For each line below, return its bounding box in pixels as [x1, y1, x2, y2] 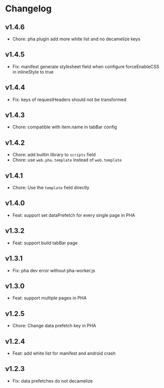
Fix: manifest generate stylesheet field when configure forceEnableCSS [12, 63, 160, 70]
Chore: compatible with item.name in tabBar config [12, 124, 117, 130]
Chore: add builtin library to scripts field [12, 152, 96, 158]
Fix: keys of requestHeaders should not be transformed [12, 97, 127, 102]
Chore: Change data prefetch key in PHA [12, 323, 96, 329]
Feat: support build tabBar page [12, 240, 78, 246]
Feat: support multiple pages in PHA [12, 295, 87, 301]
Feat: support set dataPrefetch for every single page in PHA [12, 212, 136, 218]
